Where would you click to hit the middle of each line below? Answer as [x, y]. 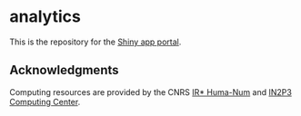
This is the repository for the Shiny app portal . [95, 42]
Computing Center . [45, 101]
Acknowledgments [65, 70]
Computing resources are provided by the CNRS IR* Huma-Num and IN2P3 [151, 92]
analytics [45, 17]
